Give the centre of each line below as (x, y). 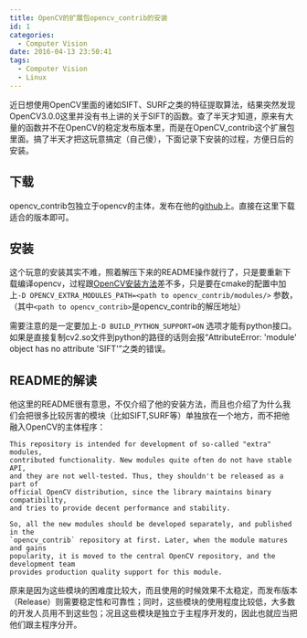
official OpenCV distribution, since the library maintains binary (141, 493)
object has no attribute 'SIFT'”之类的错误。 (90, 349)
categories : (32, 35)
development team (42, 564)
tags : (20, 60)
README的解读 (53, 380)
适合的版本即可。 (42, 217)
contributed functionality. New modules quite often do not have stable (151, 461)
